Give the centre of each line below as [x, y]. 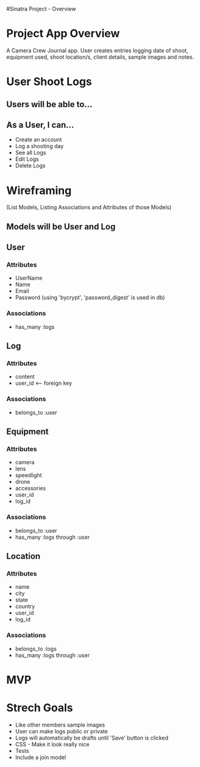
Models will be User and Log [61, 227]
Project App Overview [63, 34]
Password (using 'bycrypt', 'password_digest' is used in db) [90, 298]
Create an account [38, 139]
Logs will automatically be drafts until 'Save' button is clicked [92, 738]
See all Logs [30, 153]
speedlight [28, 475]
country [25, 606]
